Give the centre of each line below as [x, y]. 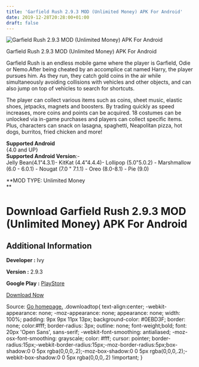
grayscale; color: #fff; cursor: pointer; [104, 338]
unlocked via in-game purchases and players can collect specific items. [94, 119]
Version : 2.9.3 [25, 272]
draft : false [22, 23]
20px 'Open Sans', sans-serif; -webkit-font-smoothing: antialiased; [89, 332]
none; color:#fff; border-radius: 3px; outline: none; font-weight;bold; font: [97, 326]
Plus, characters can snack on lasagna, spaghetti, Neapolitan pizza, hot [94, 126]
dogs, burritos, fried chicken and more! [54, 132]
